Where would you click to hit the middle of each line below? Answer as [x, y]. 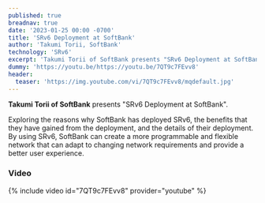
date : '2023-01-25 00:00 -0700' [61, 30]
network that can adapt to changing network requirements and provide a [126, 145]
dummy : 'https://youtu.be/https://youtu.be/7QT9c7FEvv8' [104, 67]
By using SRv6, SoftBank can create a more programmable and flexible [123, 136]
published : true [35, 15]
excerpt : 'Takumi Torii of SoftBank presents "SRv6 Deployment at [119, 60]
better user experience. [46, 153]
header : [21, 74]
